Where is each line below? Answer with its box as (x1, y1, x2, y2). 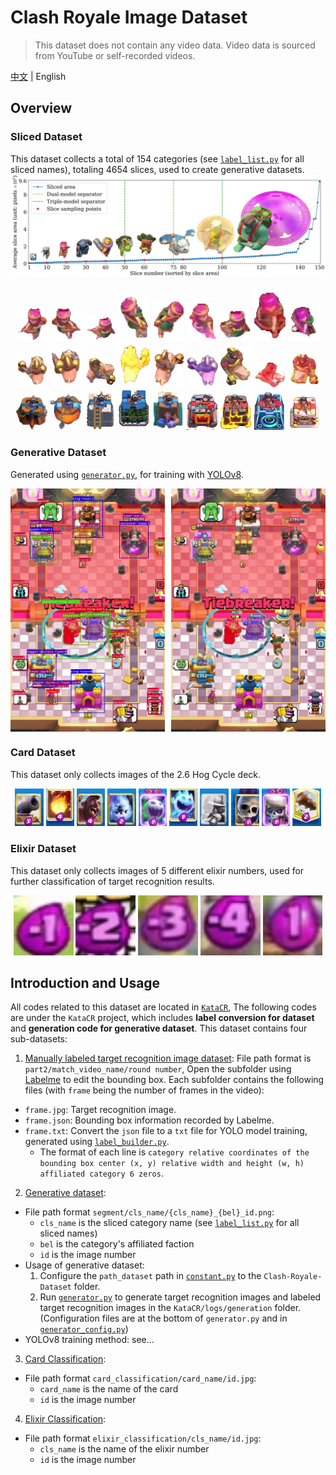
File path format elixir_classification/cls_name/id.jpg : (24, 1432, 262, 1445)
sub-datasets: (10, 1033, 68, 1045)
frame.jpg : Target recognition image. (24, 1104, 177, 1116)
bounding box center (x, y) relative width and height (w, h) (39, 1159, 305, 1169)
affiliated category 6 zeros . (39, 1167, 164, 1180)
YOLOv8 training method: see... (24, 1334, 155, 1346)
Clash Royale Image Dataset (10, 6, 248, 29)
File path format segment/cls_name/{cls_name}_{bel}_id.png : (24, 1206, 275, 1218)
